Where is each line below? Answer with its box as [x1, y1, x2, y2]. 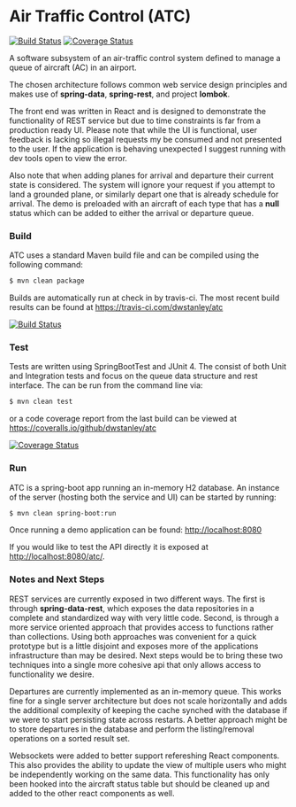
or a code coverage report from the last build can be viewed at [9, 414, 237, 424]
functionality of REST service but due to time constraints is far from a [9, 115, 261, 126]
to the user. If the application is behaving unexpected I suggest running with [9, 144, 286, 154]
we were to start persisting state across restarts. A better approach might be [9, 714, 288, 725]
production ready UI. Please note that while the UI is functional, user [9, 124, 258, 135]
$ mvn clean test [9, 397, 73, 407]
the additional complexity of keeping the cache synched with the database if [9, 704, 288, 715]
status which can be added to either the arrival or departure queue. [9, 207, 254, 218]
